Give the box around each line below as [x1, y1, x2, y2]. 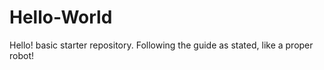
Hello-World [9, 6, 113, 29]
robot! [9, 49, 35, 61]
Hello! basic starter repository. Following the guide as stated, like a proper [9, 39, 314, 51]
